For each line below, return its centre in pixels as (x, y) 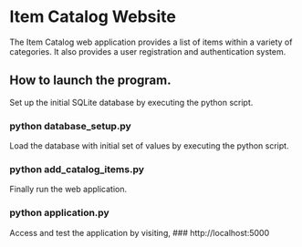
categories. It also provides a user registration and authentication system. (148, 51)
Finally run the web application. (68, 190)
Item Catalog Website (93, 17)
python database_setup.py (71, 126)
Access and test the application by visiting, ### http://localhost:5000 (140, 232)
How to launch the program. (90, 81)
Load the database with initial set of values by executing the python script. (149, 146)
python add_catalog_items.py (77, 169)
